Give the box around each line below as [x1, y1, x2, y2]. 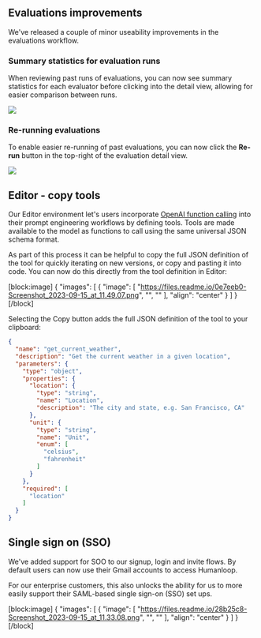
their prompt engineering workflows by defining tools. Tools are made [8, 218, 235, 227]
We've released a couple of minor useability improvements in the [8, 27, 219, 36]
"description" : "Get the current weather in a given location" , [15, 352, 231, 360]
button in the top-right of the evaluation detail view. [21, 151, 188, 160]
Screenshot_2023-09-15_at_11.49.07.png [8, 291, 140, 300]
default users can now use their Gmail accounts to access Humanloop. [8, 565, 238, 575]
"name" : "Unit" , [36, 433, 90, 441]
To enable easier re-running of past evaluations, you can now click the [8, 142, 237, 152]
